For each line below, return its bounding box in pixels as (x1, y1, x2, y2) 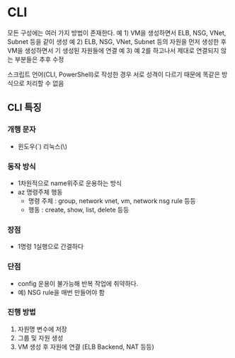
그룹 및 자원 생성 (17, 333, 64, 342)
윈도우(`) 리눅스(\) (17, 142, 68, 151)
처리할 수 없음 (25, 79, 64, 87)
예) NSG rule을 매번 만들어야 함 (17, 288, 105, 296)
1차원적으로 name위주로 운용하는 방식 (17, 178, 122, 187)
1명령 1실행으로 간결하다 (17, 242, 84, 251)
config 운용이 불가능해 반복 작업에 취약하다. (17, 279, 139, 287)
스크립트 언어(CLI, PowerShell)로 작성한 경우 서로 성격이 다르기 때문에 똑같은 (7, 70, 221, 79)
